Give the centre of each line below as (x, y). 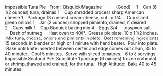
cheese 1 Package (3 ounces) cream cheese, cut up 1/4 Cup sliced (77, 17)
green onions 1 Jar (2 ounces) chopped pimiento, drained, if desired (76, 22)
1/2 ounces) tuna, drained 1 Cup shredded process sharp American (75, 12)
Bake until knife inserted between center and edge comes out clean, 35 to (81, 48)
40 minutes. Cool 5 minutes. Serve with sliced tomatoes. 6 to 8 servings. (81, 54)
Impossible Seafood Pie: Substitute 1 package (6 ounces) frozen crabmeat (81, 59)
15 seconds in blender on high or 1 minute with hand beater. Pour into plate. (82, 43)
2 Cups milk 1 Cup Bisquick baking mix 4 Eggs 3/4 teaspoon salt (78, 28)
